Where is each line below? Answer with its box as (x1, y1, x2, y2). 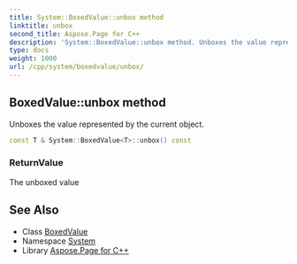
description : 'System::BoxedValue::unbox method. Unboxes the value (9, 37, 267, 47)
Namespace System (21, 236, 95, 246)
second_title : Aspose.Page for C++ (9, 29, 141, 38)
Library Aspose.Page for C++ (21, 245, 130, 255)
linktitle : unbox (9, 21, 73, 30)
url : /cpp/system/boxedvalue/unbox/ (9, 63, 144, 72)
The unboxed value (9, 176, 80, 187)
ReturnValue (9, 157, 64, 169)
